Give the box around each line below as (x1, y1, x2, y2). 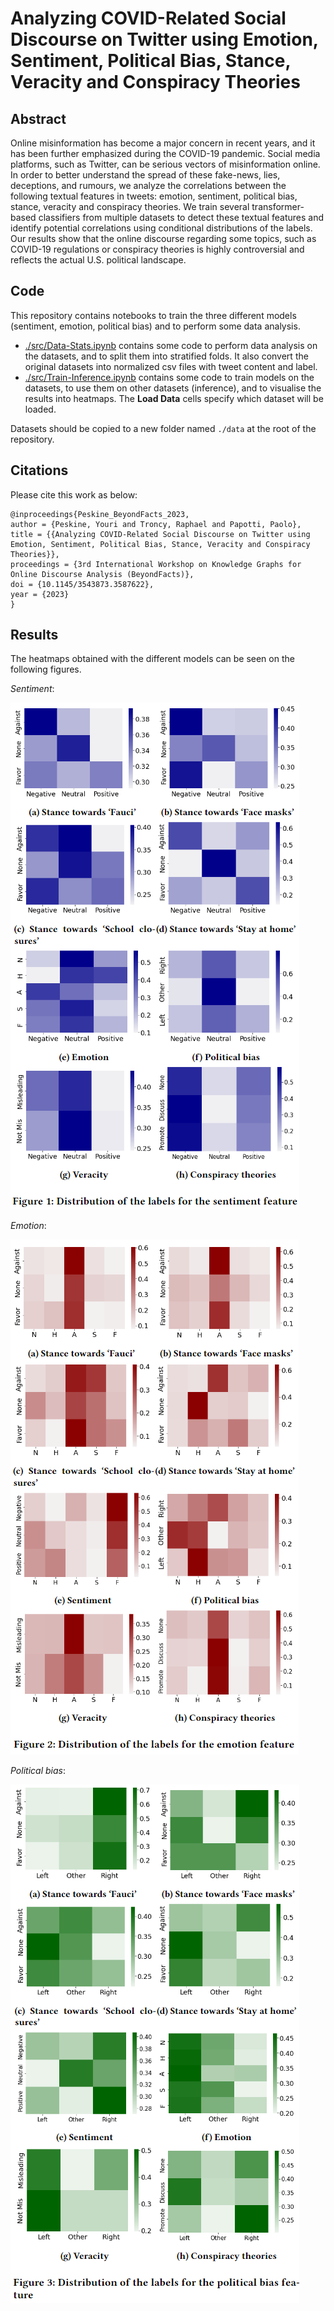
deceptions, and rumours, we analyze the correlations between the (10, 180, 287, 191)
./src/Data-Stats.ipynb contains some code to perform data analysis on (24, 339, 318, 351)
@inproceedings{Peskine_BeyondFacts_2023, (10, 509, 190, 519)
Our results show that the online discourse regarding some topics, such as (10, 233, 317, 244)
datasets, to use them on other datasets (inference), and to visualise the (24, 382, 322, 394)
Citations (10, 462, 69, 479)
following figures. (10, 663, 82, 676)
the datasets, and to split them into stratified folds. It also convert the (24, 350, 309, 362)
